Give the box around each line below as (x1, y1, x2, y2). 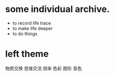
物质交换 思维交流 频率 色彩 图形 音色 (5, 65, 82, 71)
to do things (12, 30, 38, 36)
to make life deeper (12, 25, 53, 31)
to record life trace (12, 20, 51, 26)
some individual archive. (5, 3, 110, 15)
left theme (5, 48, 49, 59)
